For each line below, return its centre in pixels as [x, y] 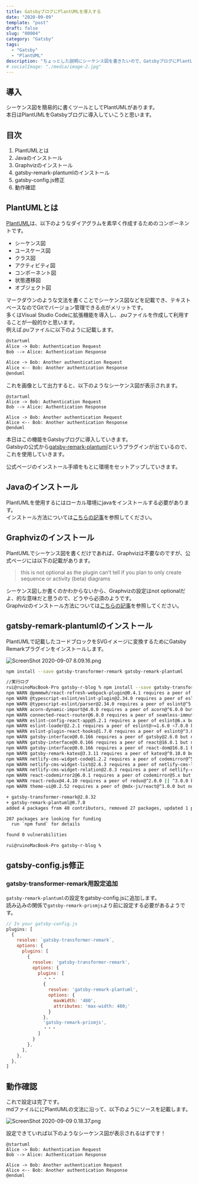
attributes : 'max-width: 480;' [92, 1006]
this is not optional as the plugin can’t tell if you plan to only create [101, 572]
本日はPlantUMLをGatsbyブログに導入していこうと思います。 [80, 115]
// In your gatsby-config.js [42, 924]
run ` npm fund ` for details [46, 824]
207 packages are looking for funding [54, 819]
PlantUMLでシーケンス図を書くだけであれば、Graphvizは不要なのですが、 [96, 553]
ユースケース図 [33, 250]
